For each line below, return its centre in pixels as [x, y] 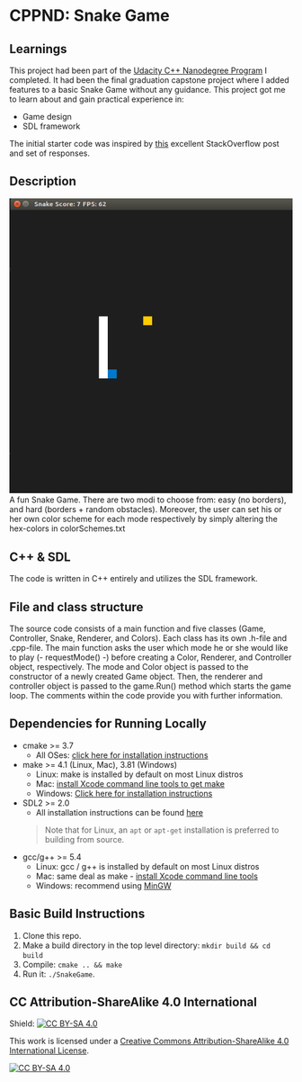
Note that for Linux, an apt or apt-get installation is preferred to [162, 830]
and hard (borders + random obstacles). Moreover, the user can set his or [146, 509]
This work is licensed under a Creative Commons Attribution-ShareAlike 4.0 [149, 1041]
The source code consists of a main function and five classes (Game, [138, 628]
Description [43, 181]
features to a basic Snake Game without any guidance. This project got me [147, 90]
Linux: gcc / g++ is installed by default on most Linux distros [147, 866]
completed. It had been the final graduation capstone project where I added [149, 80]
